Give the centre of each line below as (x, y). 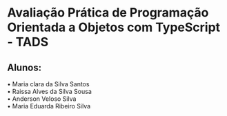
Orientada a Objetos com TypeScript (114, 27)
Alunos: (24, 67)
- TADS (28, 42)
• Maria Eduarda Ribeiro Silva (49, 106)
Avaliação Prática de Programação (108, 13)
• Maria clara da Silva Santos (48, 84)
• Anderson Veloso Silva (42, 99)
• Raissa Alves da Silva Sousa (49, 91)
